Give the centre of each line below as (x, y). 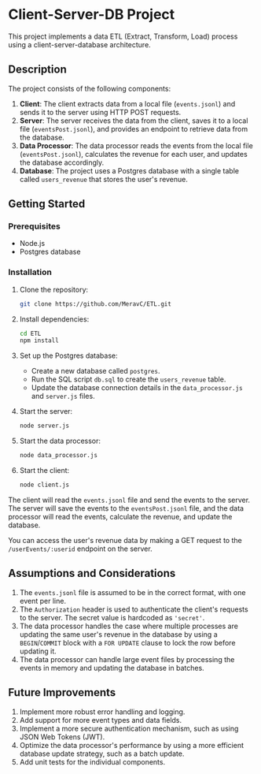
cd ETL (30, 333)
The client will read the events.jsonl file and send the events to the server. (129, 500)
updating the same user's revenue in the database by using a (118, 634)
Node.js (32, 244)
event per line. (43, 601)
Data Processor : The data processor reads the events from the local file (136, 145)
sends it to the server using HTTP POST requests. (100, 112)
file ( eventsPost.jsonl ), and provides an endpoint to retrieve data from (134, 128)
